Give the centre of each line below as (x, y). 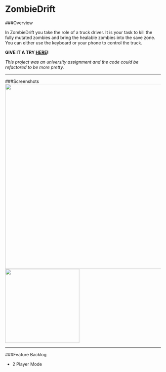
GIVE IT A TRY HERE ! (27, 52)
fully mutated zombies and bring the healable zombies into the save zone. (80, 37)
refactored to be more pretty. (35, 67)
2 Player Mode (27, 364)
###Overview (19, 23)
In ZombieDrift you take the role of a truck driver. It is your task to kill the (79, 32)
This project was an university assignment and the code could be (72, 62)
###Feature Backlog (26, 354)
